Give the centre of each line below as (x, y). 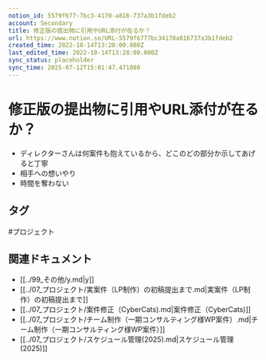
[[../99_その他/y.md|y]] (57, 279)
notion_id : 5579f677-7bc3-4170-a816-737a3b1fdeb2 (92, 16)
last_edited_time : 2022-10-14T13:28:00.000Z (83, 53)
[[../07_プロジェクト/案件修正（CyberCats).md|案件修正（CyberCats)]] (135, 310)
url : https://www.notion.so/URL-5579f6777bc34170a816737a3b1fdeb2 (121, 38)
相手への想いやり (48, 173)
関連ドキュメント (50, 259)
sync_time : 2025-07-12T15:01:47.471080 (74, 68)
